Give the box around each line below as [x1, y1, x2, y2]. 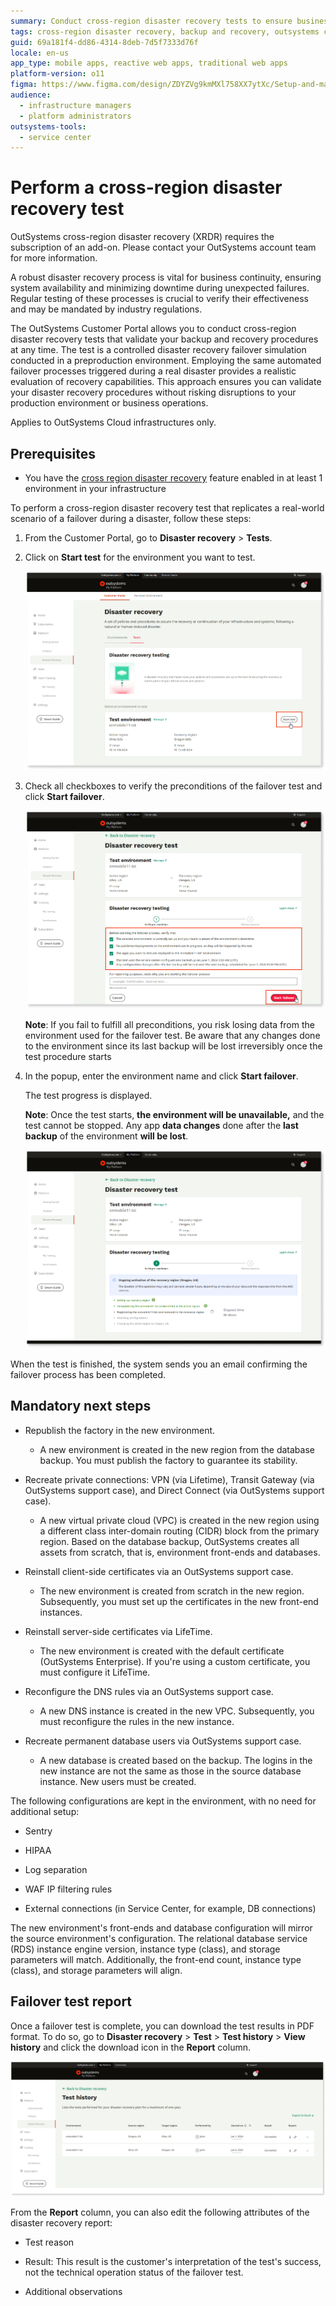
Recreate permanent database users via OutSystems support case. [24, 1735, 302, 1747]
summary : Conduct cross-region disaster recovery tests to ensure [10, 16, 293, 26]
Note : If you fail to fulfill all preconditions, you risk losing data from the [24, 1018, 315, 1030]
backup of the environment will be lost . [24, 1130, 189, 1142]
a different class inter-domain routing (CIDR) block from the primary [39, 1525, 320, 1537]
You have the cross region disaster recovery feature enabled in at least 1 [24, 472, 323, 484]
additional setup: [10, 1805, 80, 1817]
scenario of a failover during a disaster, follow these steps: [10, 513, 252, 524]
